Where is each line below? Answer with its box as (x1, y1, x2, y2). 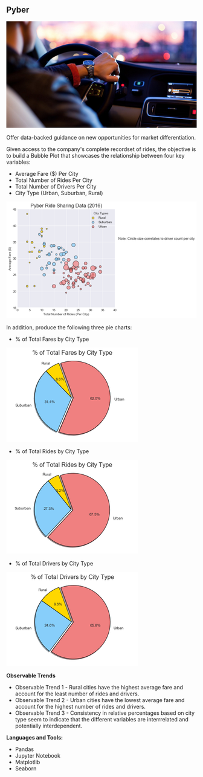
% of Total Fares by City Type (14, 335, 89, 343)
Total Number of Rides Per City (14, 176, 92, 184)
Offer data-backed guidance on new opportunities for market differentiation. (6, 134, 196, 141)
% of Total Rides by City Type (14, 447, 89, 455)
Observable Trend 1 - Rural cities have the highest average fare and (14, 683, 183, 691)
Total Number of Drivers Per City (14, 183, 97, 190)
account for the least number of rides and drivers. (14, 690, 140, 697)
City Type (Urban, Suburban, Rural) (14, 190, 103, 197)
